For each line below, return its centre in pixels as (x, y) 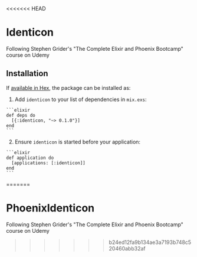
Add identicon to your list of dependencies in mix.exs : (81, 99)
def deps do (21, 115)
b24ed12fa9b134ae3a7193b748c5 (150, 242)
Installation (27, 74)
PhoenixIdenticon (50, 208)
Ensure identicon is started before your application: (77, 142)
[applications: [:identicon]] (48, 163)
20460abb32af (127, 248)
